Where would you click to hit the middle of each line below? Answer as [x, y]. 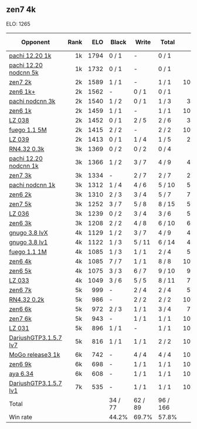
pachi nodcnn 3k [32, 101]
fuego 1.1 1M [28, 252]
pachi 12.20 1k [30, 55]
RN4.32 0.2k [27, 299]
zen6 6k [21, 309]
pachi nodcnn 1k [32, 185]
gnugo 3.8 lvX [28, 233]
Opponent [35, 42]
